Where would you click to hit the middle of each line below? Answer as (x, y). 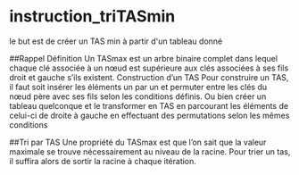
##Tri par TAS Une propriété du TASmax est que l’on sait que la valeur (138, 142)
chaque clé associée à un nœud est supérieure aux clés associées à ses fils (149, 68)
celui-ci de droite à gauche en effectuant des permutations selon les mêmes (149, 115)
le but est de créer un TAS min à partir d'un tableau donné (116, 41)
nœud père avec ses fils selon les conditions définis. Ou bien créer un (138, 96)
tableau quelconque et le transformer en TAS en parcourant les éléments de (149, 105)
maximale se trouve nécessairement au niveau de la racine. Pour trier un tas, (150, 151)
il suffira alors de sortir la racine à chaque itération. (103, 161)
